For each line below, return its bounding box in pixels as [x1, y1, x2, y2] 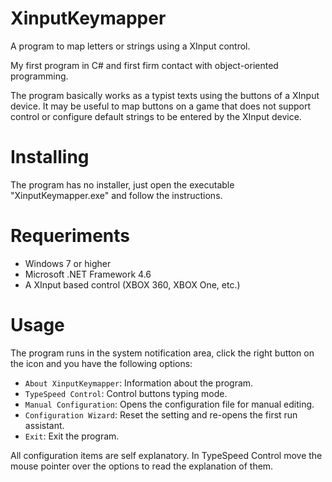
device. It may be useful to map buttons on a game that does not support [10, 100, 311, 112]
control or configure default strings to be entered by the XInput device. [10, 110, 302, 122]
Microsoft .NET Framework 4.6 [24, 268, 152, 280]
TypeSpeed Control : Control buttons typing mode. [24, 387, 228, 399]
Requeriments [10, 225, 130, 247]
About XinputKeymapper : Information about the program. [24, 377, 254, 389]
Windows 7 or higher [24, 257, 112, 269]
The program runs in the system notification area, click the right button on [10, 347, 315, 359]
